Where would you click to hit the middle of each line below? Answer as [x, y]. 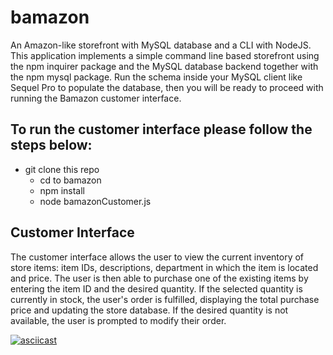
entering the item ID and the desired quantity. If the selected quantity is [156, 288]
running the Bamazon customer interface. [96, 98]
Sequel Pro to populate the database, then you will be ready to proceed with [167, 87]
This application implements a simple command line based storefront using [165, 55]
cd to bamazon [70, 180]
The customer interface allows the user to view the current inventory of [157, 257]
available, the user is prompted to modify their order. [118, 320]
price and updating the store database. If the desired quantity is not [149, 310]
